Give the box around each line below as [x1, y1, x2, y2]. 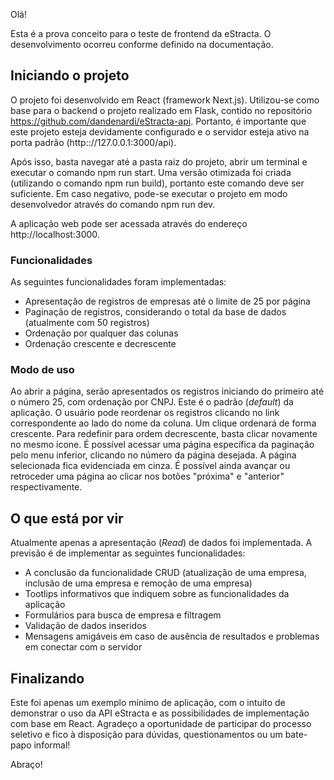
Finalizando [10, 670, 85, 687]
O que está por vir [10, 510, 124, 527]
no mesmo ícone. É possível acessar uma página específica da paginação [10, 439, 315, 451]
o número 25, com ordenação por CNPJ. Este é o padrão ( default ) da [10, 396, 294, 408]
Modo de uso [10, 363, 75, 377]
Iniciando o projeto [10, 67, 130, 84]
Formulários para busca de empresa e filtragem [24, 609, 222, 621]
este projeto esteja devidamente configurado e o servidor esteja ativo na [10, 125, 310, 138]
